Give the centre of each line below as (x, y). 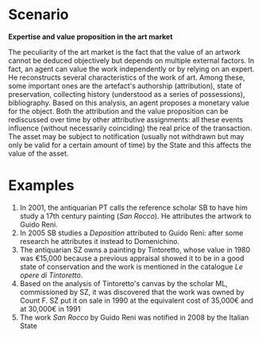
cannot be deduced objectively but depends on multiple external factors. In (131, 60)
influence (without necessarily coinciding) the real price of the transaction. (130, 128)
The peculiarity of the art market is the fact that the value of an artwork (124, 52)
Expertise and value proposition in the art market (91, 37)
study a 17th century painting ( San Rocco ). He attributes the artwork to (135, 215)
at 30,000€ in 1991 (50, 308)
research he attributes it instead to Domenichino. (100, 241)
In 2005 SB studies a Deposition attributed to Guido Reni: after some (131, 233)
